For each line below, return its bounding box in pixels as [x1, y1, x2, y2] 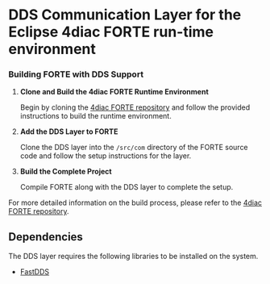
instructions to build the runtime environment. [19, 111, 172, 121]
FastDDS [19, 267, 50, 277]
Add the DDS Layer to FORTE [19, 127, 118, 136]
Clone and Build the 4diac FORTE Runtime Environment [19, 87, 210, 97]
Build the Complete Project [19, 167, 112, 177]
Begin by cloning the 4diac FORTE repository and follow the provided [19, 102, 251, 112]
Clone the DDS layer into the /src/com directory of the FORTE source [19, 143, 248, 152]
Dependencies [8, 230, 83, 244]
